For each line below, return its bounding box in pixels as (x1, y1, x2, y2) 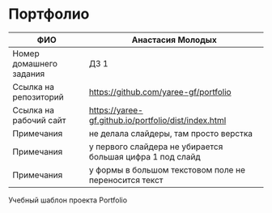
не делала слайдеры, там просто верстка (88, 127, 253, 138)
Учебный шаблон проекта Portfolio (8, 195, 128, 205)
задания (12, 68, 45, 79)
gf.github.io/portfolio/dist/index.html (88, 114, 227, 126)
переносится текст (88, 174, 164, 185)
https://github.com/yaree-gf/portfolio (88, 86, 232, 97)
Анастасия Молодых (131, 34, 217, 45)
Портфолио (8, 5, 90, 23)
